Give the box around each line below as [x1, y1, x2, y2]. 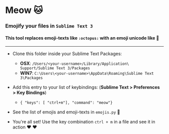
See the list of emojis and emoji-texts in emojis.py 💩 [12, 109, 120, 115]
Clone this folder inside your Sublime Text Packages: [12, 51, 122, 57]
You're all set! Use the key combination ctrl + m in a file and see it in [12, 119, 155, 125]
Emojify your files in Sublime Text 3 [5, 23, 93, 30]
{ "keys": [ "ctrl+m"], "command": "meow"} [20, 100, 113, 105]
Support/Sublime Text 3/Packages [20, 66, 91, 71]
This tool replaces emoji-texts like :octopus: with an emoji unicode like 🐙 [5, 35, 159, 41]
